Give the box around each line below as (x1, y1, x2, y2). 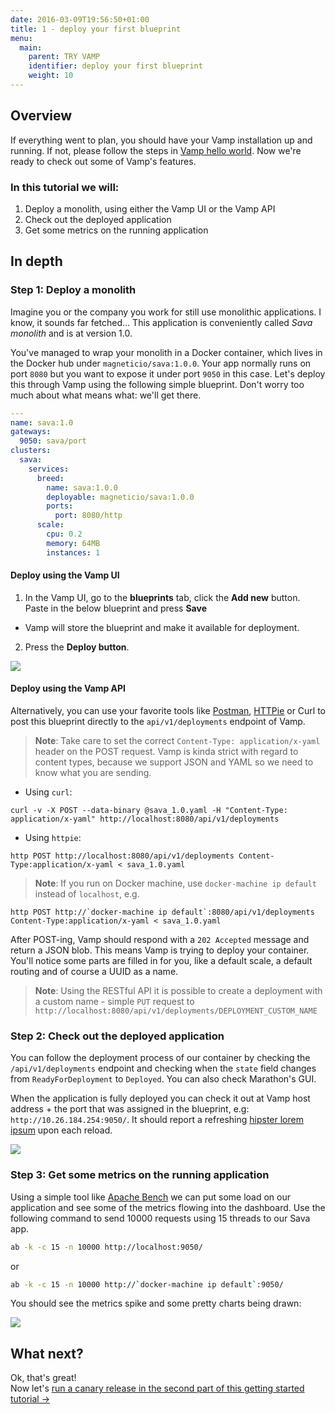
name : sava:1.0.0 (46, 482, 118, 493)
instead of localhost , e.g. (34, 888, 140, 900)
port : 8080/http (54, 511, 123, 521)
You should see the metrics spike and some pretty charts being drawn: (10, 1297, 302, 1310)
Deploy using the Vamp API (10, 682, 127, 695)
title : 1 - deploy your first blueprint (10, 24, 182, 34)
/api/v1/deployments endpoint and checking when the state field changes (10, 1062, 317, 1075)
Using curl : (24, 786, 73, 798)
